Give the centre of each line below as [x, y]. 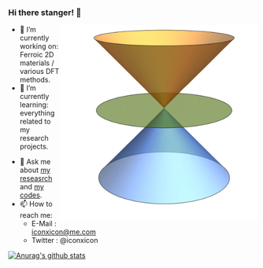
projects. [34, 147]
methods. [35, 80]
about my [35, 170]
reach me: [36, 215]
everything [37, 113]
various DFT [39, 72]
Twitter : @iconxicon [65, 240]
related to [35, 122]
